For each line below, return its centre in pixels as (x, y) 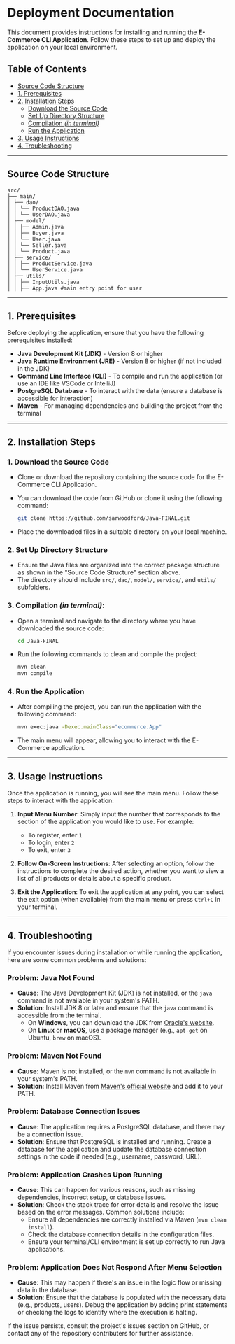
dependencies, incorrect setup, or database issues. (92, 1197)
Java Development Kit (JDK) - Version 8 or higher (90, 354)
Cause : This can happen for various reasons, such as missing (106, 1190)
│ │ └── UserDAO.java (39, 215)
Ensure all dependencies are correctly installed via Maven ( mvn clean (127, 1219)
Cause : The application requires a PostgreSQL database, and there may (121, 1126)
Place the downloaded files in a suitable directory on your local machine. (122, 531)
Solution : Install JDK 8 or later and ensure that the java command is (115, 1008)
